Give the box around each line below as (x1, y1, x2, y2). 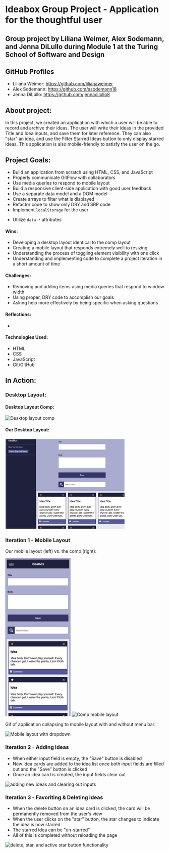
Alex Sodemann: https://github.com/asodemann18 (12, 86, 117, 92)
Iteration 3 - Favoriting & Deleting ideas (5, 794, 103, 801)
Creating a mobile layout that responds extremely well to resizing (12, 245, 148, 251)
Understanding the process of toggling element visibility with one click (12, 250, 159, 256)
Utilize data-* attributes (12, 216, 62, 223)
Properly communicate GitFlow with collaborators (12, 174, 116, 181)
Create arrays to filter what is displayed (12, 196, 95, 202)
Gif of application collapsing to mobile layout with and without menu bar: (5, 722, 156, 728)
